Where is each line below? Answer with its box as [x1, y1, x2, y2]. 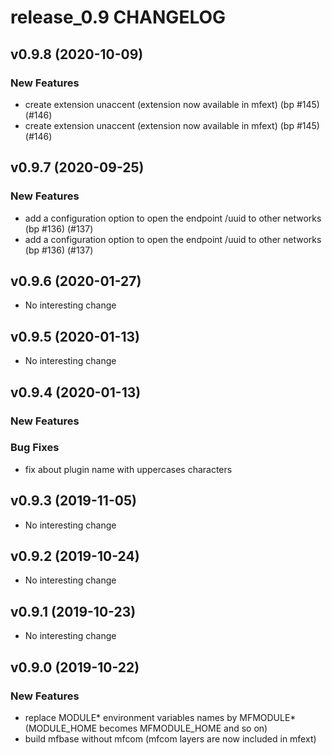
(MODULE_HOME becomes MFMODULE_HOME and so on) [24, 722, 268, 734]
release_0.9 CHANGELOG [10, 6, 227, 29]
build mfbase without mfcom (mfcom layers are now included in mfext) [24, 732, 317, 745]
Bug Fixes [10, 441, 60, 455]
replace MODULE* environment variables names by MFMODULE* [24, 711, 297, 723]
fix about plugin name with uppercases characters [24, 463, 233, 475]
